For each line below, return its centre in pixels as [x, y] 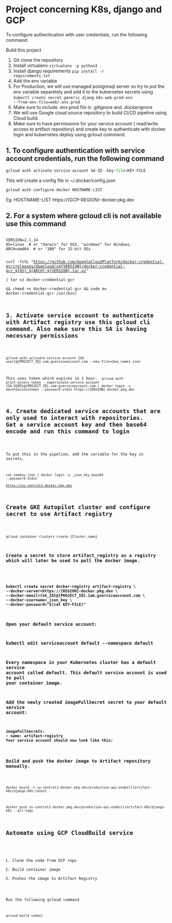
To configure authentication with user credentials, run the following [77, 34]
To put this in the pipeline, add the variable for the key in [75, 454]
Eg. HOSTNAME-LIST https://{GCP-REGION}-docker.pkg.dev [70, 199]
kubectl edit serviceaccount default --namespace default [80, 643]
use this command [36, 224]
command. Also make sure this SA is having [77, 329]
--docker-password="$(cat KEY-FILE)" [46, 604]
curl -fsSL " [20, 262]
